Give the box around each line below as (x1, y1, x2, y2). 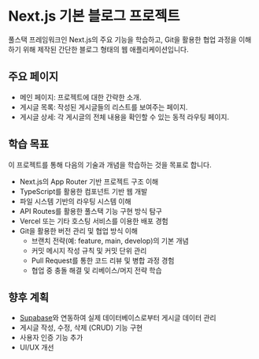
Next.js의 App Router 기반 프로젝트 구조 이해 (19, 177, 159, 186)
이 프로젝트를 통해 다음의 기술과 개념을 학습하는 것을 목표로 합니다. (8, 159, 212, 170)
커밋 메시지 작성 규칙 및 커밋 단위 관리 (31, 245, 147, 255)
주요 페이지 (8, 70, 59, 84)
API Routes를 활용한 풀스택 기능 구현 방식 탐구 (19, 206, 163, 215)
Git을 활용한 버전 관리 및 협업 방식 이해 (19, 226, 138, 235)
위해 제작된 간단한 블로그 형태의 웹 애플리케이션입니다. (22, 44, 189, 54)
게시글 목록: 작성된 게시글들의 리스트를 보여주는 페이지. (19, 102, 188, 111)
